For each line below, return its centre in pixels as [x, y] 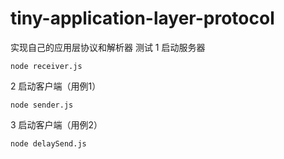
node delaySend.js [48, 143]
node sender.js [42, 105]
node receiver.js [46, 66]
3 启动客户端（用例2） [56, 124]
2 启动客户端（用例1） [56, 86]
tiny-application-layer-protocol [142, 18]
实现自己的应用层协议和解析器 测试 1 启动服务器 [108, 47]
